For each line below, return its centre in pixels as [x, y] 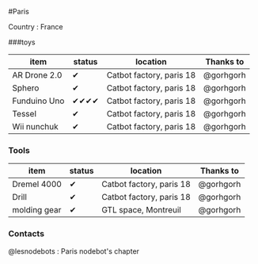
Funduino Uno [38, 101]
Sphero [26, 88]
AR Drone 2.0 [37, 75]
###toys [22, 42]
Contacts [27, 234]
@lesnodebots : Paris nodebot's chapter [74, 251]
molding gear [37, 210]
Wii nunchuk [36, 126]
